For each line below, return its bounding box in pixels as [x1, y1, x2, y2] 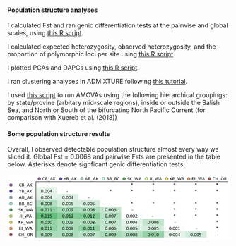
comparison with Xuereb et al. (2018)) [7, 113, 118, 122]
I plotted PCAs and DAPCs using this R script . [7, 63, 139, 72]
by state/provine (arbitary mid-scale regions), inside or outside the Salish [7, 99, 220, 107]
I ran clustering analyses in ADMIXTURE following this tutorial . [7, 78, 188, 86]
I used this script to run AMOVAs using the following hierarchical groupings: [7, 91, 228, 99]
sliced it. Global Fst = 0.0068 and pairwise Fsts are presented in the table [7, 152, 221, 161]
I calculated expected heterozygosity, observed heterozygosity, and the [7, 42, 216, 51]
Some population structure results [7, 129, 111, 137]
